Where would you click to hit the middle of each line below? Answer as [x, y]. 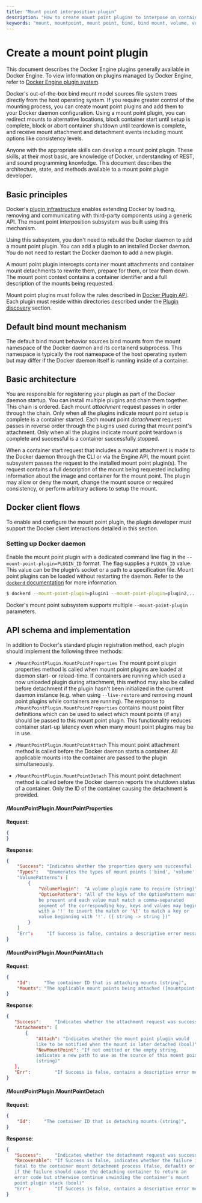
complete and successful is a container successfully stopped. [83, 438]
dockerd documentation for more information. [62, 582]
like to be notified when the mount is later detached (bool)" [117, 1044]
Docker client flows [43, 508]
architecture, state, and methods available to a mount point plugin [87, 170]
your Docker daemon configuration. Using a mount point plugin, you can [96, 113]
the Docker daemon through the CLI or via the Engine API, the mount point [98, 456]
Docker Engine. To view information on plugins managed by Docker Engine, [100, 76]
